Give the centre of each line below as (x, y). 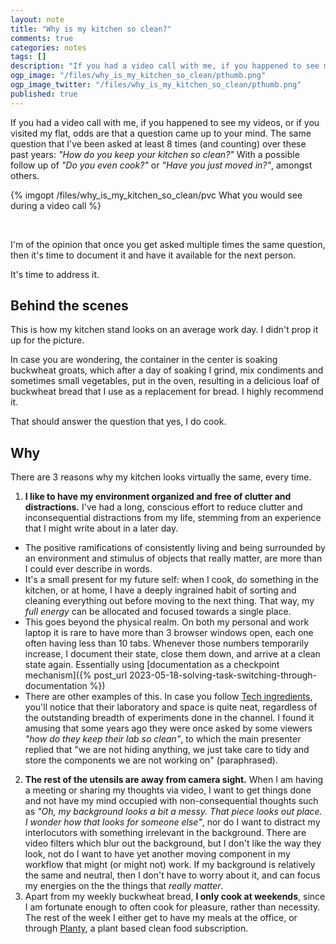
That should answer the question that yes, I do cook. (118, 422)
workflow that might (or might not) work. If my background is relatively (170, 865)
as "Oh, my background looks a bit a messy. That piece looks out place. (173, 812)
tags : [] (28, 57)
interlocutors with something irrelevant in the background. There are (165, 833)
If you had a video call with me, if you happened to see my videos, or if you (165, 122)
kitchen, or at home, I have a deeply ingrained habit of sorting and (160, 590)
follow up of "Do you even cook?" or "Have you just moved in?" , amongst (161, 165)
